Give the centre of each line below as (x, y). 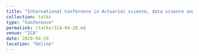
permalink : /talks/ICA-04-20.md (46, 28)
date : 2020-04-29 (28, 38)
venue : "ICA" (22, 33)
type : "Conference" (30, 22)
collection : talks (29, 17)
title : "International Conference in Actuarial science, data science (95, 11)
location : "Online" (30, 44)
